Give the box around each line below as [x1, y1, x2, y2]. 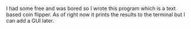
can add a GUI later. [6, 17, 54, 24]
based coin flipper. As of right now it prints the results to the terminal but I [6, 11, 186, 18]
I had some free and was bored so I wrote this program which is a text [6, 5, 176, 12]
